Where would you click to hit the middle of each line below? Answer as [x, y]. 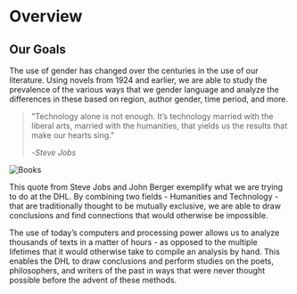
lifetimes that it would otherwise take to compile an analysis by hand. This [145, 252]
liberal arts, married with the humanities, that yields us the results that [159, 126]
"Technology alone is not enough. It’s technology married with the [152, 116]
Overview [46, 16]
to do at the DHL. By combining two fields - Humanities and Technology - [144, 196]
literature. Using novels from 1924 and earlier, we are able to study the [138, 80]
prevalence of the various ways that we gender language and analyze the [144, 90]
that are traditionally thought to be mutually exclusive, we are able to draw [145, 206]
